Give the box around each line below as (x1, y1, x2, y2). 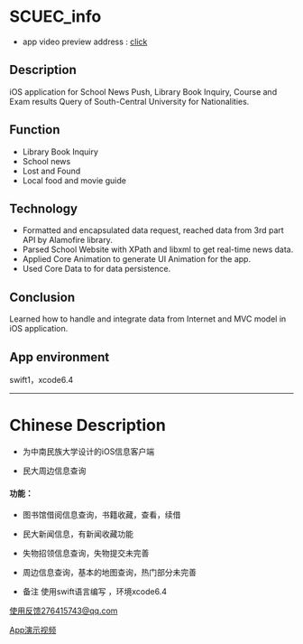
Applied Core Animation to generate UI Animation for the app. (22, 254, 251, 265)
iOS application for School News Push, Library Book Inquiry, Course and (9, 86, 278, 97)
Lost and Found (22, 165, 81, 176)
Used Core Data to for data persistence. (22, 264, 171, 275)
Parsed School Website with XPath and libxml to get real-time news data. (22, 244, 294, 255)
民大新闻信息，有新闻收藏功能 (22, 528, 133, 539)
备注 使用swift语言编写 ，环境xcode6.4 (22, 586, 167, 597)
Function (9, 122, 60, 137)
